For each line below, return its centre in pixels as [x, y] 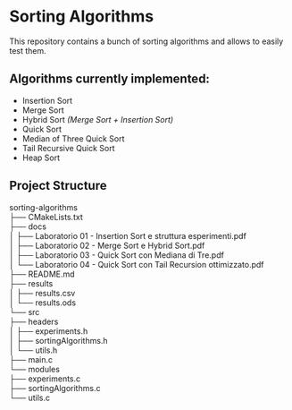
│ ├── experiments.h [49, 331]
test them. [28, 50]
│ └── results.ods [43, 303]
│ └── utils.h [33, 350]
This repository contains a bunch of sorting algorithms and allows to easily [146, 41]
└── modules [35, 369]
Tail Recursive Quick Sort [68, 148]
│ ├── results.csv [42, 293]
